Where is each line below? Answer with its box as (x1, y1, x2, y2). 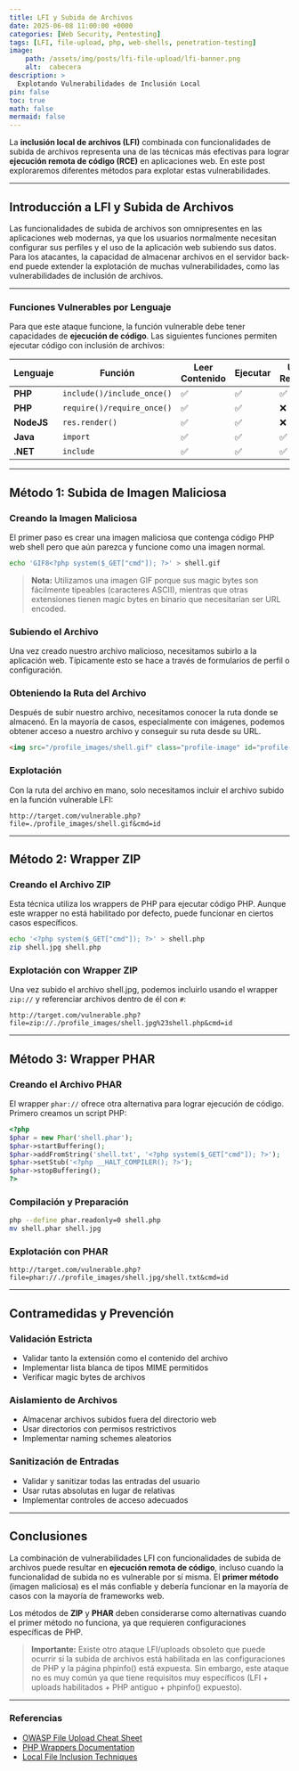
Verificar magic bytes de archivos (21, 1372, 146, 1383)
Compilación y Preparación (9, 1196, 129, 1208)
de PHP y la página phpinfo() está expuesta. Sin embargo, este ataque (30, 1662, 289, 1673)
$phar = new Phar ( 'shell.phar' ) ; (9, 1133, 133, 1142)
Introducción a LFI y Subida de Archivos (9, 200, 234, 215)
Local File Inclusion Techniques (21, 1751, 138, 1762)
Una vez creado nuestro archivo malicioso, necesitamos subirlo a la (9, 646, 257, 657)
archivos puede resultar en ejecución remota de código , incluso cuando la (9, 1562, 284, 1572)
